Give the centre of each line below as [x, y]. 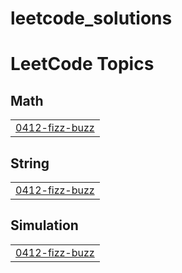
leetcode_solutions [91, 18]
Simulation [44, 225]
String [30, 163]
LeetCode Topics [82, 64]
